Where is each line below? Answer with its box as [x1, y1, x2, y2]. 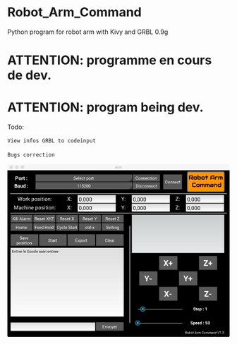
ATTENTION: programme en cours [7, 52, 212, 68]
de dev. [7, 68, 51, 83]
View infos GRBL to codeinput [7, 137, 97, 145]
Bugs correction [7, 152, 55, 159]
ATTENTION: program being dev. [7, 99, 204, 116]
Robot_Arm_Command [7, 4, 142, 20]
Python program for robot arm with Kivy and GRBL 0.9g [7, 27, 169, 36]
